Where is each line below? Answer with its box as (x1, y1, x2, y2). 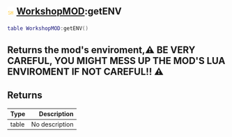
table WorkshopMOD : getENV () (7, 24, 89, 32)
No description (31, 120, 74, 128)
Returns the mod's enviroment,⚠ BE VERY (7, 45, 196, 56)
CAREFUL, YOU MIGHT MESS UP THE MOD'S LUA (7, 55, 226, 67)
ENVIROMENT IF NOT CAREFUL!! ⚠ (7, 66, 164, 78)
